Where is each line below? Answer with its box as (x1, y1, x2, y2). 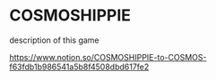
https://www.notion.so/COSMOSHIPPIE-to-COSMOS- (9, 52, 207, 62)
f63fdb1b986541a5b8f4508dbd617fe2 (9, 61, 150, 72)
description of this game (9, 35, 100, 45)
